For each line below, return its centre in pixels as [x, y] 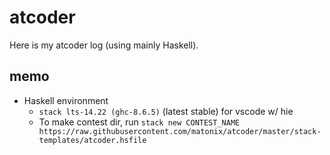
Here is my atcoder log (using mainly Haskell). [104, 45]
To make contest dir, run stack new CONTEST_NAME [139, 122]
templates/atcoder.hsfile [92, 140]
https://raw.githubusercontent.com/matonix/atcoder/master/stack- [180, 131]
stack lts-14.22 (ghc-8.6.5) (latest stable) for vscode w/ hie [166, 111]
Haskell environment [66, 100]
